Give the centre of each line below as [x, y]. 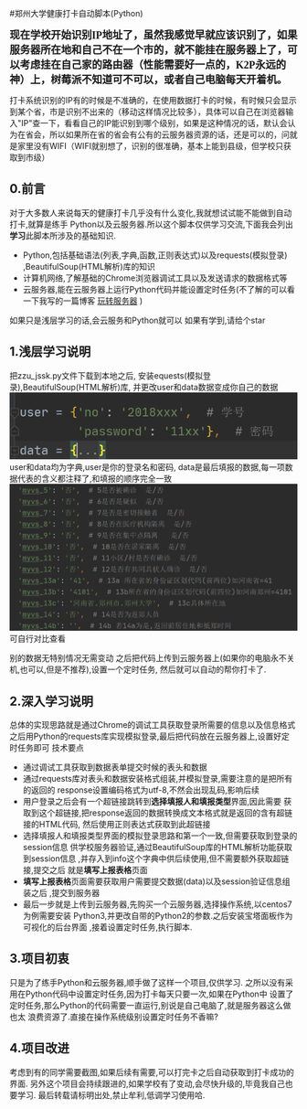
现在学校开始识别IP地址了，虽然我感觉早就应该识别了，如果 [153, 35]
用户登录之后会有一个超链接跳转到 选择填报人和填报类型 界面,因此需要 [152, 802]
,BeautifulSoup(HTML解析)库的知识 [89, 266]
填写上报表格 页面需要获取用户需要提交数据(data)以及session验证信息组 [156, 881]
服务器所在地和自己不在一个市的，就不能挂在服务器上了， [148, 50]
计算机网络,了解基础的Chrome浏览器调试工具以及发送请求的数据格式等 [155, 278]
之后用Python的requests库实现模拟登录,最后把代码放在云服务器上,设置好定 [150, 736]
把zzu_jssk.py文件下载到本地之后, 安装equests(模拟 [106, 375]
